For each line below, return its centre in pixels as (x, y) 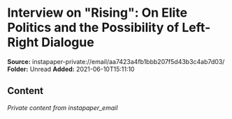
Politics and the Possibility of (93, 27)
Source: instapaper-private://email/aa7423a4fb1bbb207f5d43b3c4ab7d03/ (116, 61)
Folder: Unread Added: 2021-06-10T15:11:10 (71, 69)
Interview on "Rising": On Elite (97, 13)
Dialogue (67, 42)
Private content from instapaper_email (63, 108)
